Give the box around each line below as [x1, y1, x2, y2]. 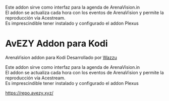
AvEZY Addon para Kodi [5, 38, 108, 49]
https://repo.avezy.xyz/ [5, 90, 54, 96]
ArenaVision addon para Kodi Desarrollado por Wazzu [5, 54, 117, 60]
